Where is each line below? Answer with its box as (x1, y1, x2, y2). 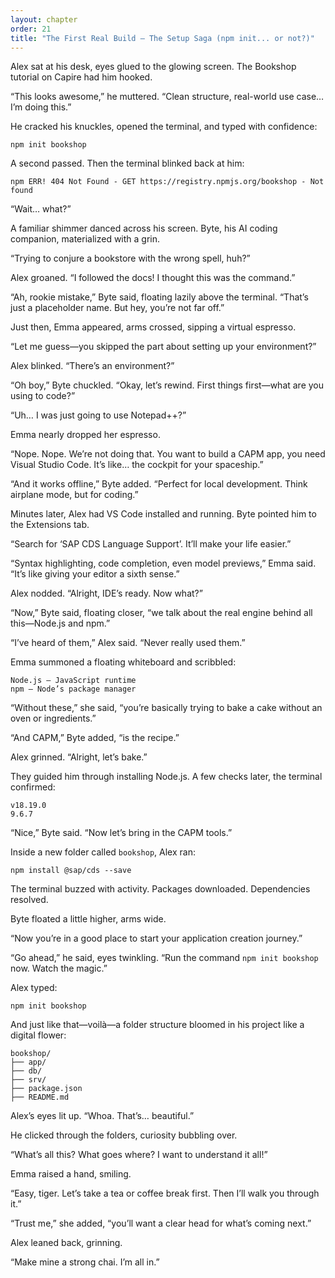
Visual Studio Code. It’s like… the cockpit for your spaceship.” (10, 459, 264, 471)
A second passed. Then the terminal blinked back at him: (10, 157, 245, 170)
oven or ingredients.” (10, 712, 97, 725)
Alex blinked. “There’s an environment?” (10, 360, 175, 372)
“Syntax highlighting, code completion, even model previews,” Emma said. (10, 557, 317, 570)
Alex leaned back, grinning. (10, 1237, 123, 1249)
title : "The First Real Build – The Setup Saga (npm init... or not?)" (10, 33, 315, 43)
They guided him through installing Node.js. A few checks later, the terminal (10, 771, 323, 783)
